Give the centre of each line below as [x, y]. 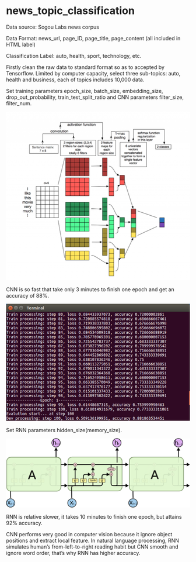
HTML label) [21, 44]
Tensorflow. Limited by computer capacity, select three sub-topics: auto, [93, 73]
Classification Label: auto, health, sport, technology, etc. [74, 56]
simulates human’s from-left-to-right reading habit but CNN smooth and [92, 547]
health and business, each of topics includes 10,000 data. [75, 80]
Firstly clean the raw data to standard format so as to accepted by [85, 67]
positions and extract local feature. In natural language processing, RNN [93, 541]
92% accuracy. [24, 523]
